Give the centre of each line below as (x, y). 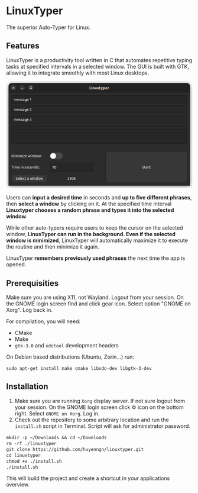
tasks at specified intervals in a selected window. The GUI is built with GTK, (98, 66)
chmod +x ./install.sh (34, 461)
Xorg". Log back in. (30, 310)
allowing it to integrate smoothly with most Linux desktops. (78, 73)
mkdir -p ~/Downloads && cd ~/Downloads (57, 437)
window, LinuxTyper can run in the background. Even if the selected (91, 234)
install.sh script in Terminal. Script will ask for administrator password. (103, 426)
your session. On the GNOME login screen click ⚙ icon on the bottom (99, 407)
